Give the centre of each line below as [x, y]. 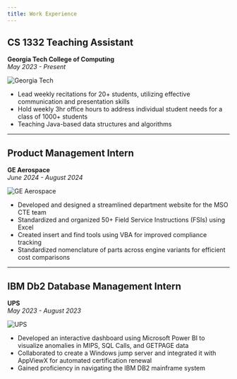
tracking [30, 242]
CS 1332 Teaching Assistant [71, 43]
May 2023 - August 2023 [44, 311]
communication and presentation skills [74, 102]
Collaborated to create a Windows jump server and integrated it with [117, 353]
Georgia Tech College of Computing [61, 59]
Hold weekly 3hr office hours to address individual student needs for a [120, 109]
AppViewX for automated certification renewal [85, 361]
